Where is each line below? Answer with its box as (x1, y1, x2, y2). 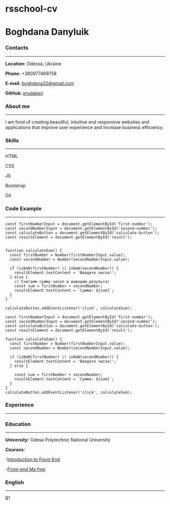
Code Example (5, 205, 42, 212)
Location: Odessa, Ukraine (5, 60, 62, 66)
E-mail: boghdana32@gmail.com (5, 80, 74, 86)
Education (5, 420, 31, 428)
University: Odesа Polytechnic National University (5, 437, 110, 443)
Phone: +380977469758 (5, 70, 57, 76)
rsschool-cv (5, 3, 58, 15)
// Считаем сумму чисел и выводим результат (14, 279, 110, 284)
